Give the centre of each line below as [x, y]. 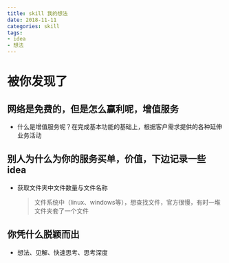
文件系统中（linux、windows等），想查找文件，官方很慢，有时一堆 [128, 202]
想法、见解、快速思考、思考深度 [62, 252]
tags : [15, 33]
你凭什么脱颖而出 [43, 235]
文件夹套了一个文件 [62, 211]
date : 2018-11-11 [32, 20]
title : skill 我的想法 [37, 13]
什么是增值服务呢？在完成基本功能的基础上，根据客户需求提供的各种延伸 [119, 127]
